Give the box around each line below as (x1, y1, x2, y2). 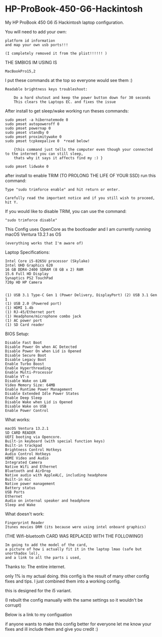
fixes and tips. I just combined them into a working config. (5, 578, 121, 584)
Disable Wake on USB (5, 404, 47, 408)
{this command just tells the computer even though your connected (14, 147, 153, 152)
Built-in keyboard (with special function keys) (5, 439, 105, 443)
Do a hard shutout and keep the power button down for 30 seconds (14, 95, 151, 100)
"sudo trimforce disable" (5, 217, 57, 223)
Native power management (5, 481, 55, 486)
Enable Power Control (5, 408, 49, 413)
